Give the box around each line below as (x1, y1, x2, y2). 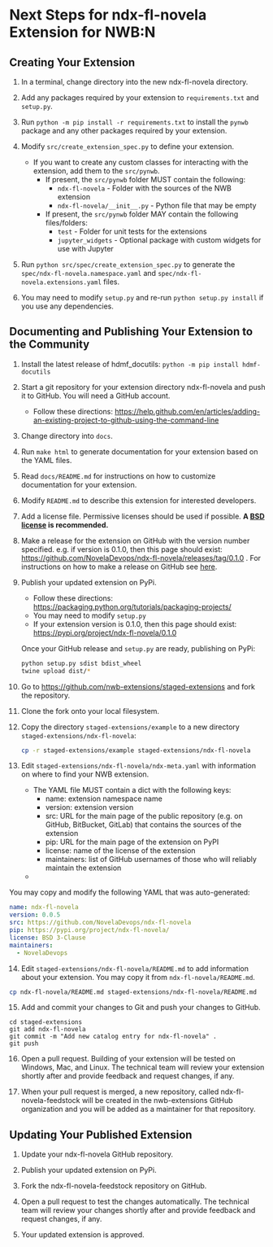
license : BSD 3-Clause (9, 934, 86, 942)
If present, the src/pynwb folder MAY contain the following (45, 209, 239, 219)
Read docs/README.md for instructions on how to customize (20, 470, 216, 481)
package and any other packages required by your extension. (20, 126, 227, 135)
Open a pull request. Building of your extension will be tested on (20, 1054, 236, 1064)
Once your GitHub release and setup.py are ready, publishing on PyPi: (20, 643, 256, 653)
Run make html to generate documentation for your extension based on (20, 446, 258, 457)
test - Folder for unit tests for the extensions (57, 226, 207, 236)
